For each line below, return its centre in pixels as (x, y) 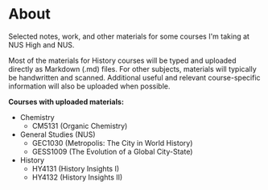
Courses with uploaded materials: (66, 101)
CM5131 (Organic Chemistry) (80, 126)
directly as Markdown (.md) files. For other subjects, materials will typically (133, 68)
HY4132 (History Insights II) (77, 177)
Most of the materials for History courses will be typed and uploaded (122, 60)
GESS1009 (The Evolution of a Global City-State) (112, 151)
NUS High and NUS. (41, 44)
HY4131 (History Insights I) (76, 168)
